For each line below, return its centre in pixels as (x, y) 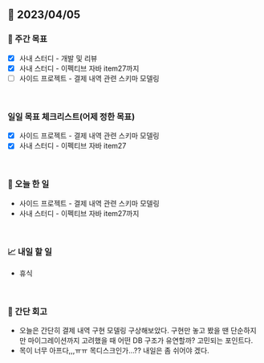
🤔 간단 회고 (27, 312)
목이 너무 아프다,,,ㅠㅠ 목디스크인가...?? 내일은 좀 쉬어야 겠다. (114, 351)
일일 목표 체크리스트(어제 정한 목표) (71, 116)
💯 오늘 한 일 (28, 184)
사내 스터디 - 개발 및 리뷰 (58, 58)
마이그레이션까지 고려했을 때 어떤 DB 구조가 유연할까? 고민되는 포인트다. (140, 341)
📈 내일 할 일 (30, 251)
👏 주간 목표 (27, 39)
